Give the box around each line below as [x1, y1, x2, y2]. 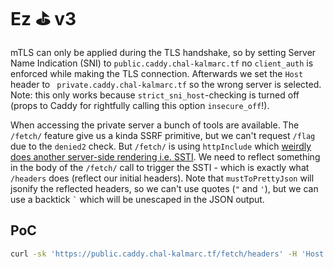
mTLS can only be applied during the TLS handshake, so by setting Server [10, 46, 317, 58]
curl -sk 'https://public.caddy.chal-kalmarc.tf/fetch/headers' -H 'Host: [10, 249, 329, 259]
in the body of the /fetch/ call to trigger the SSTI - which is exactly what [10, 161, 310, 173]
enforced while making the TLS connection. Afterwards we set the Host [10, 67, 304, 79]
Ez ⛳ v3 [10, 8, 77, 31]
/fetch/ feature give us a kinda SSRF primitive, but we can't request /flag [10, 129, 316, 141]
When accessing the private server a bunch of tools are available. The [10, 119, 300, 131]
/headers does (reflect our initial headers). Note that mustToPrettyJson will [10, 172, 315, 184]
